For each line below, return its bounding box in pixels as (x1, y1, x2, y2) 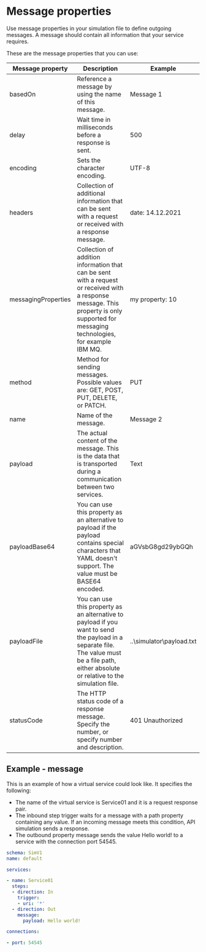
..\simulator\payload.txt (129, 637, 197, 645)
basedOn (9, 90, 36, 98)
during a (77, 467, 101, 476)
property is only (77, 306, 123, 315)
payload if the (77, 523, 116, 532)
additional (77, 189, 105, 197)
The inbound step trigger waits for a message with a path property (15, 811, 184, 819)
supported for (77, 314, 116, 323)
